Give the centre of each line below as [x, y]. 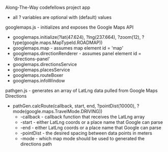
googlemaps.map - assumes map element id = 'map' [68, 48]
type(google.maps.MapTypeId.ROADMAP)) [58, 42]
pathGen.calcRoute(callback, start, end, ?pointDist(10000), [74, 106]
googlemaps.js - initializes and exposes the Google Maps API [69, 27]
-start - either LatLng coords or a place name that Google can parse [91, 122]
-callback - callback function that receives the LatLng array [82, 117]
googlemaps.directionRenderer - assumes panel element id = [77, 53]
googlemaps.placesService [41, 70]
